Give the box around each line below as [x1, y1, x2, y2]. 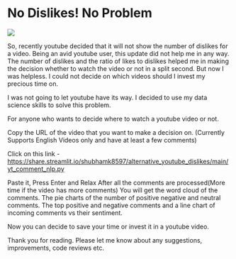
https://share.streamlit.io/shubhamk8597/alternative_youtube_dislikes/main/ [7, 157, 229, 165]
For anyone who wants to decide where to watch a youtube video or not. [7, 114, 220, 123]
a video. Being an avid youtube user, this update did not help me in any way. [7, 49, 230, 57]
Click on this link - [7, 149, 60, 158]
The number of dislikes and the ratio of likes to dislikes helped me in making [7, 57, 229, 65]
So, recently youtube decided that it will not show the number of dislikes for [7, 41, 228, 50]
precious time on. [7, 79, 59, 88]
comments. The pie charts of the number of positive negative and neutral [7, 193, 221, 202]
